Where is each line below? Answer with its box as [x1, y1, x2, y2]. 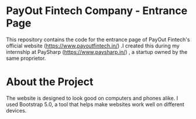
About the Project [6, 75, 94, 89]
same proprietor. [6, 55, 46, 62]
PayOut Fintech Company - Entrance [6, 4, 188, 18]
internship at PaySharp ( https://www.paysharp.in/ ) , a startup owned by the [6, 48, 188, 55]
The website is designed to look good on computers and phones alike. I [6, 94, 178, 101]
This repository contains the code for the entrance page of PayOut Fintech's [6, 36, 190, 43]
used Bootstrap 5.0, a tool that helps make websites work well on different [6, 101, 184, 108]
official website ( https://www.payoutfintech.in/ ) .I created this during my [6, 42, 180, 49]
